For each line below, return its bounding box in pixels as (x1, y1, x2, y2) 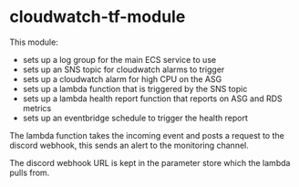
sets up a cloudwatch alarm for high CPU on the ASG (22, 73, 222, 84)
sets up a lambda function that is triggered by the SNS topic (22, 83, 248, 94)
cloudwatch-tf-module (9, 6, 186, 27)
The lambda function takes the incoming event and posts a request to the (9, 130, 284, 140)
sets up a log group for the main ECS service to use (22, 54, 217, 65)
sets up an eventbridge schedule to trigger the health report (22, 112, 248, 123)
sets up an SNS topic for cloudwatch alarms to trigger (22, 64, 225, 75)
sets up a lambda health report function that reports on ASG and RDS (22, 93, 283, 104)
